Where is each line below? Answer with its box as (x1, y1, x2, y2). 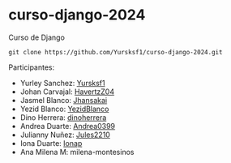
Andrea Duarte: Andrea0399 (19, 121, 116, 131)
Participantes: (8, 62, 55, 72)
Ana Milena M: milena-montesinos (19, 147, 135, 157)
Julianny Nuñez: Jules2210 (19, 130, 111, 139)
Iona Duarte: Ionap (19, 138, 83, 148)
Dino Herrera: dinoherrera (19, 112, 107, 122)
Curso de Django (8, 32, 65, 42)
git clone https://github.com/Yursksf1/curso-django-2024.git (8, 48, 223, 56)
